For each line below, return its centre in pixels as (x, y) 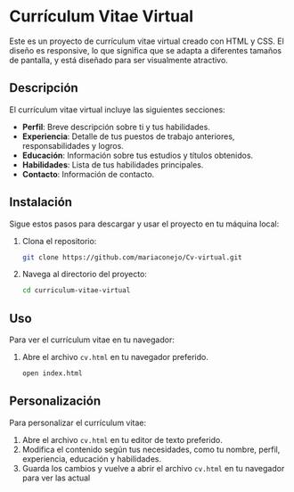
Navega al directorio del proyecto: (84, 275)
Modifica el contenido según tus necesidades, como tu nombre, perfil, (151, 449)
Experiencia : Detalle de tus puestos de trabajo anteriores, (128, 136)
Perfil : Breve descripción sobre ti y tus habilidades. (116, 127)
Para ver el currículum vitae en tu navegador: (92, 340)
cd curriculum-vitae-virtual (76, 291)
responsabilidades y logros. (73, 145)
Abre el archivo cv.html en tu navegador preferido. (115, 357)
